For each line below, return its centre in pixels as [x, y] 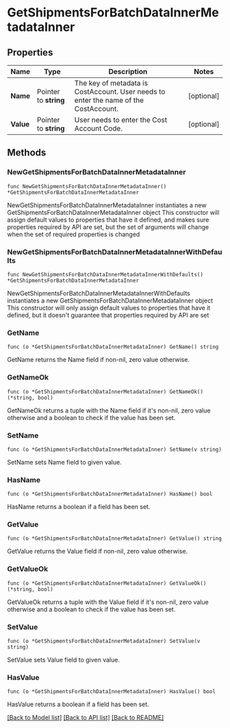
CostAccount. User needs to [120, 92]
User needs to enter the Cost [121, 120]
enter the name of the [109, 100]
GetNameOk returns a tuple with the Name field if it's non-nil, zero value [109, 410]
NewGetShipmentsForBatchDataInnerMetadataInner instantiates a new [107, 205]
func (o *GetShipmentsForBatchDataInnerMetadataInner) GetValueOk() [107, 583]
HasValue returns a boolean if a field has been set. [78, 704]
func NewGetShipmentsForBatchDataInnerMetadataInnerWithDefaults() [105, 274]
